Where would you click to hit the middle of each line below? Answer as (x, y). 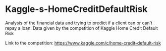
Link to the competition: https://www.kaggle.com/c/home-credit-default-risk (83, 43)
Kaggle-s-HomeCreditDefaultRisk (76, 9)
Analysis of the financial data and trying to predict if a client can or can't (79, 23)
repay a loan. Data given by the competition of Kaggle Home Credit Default (82, 28)
